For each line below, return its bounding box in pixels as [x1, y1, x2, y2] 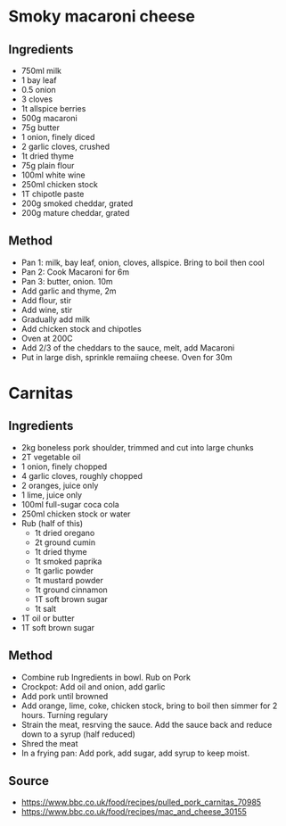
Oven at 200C [20, 333, 73, 343]
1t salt [34, 603, 57, 614]
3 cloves [20, 94, 53, 104]
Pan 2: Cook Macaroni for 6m [20, 266, 130, 277]
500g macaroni [20, 113, 78, 123]
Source [8, 773, 50, 789]
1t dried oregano [34, 527, 95, 538]
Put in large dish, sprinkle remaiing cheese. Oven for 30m [20, 351, 233, 362]
